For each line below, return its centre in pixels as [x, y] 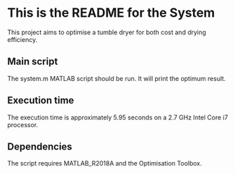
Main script [33, 62]
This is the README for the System [111, 13]
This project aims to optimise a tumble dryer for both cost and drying [107, 32]
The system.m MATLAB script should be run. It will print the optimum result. [116, 78]
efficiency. [22, 39]
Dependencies [40, 146]
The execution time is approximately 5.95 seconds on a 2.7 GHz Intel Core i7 [117, 117]
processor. [23, 124]
